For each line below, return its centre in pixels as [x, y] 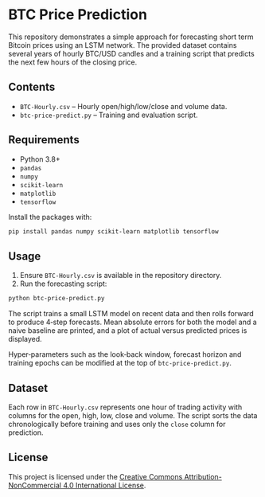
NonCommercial [35, 485]
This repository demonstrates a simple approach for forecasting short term [131, 37]
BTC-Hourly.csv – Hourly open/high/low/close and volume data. [123, 106]
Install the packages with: [50, 217]
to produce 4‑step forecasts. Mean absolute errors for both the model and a [132, 322]
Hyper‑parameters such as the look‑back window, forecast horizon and [125, 354]
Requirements [44, 140]
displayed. [25, 339]
